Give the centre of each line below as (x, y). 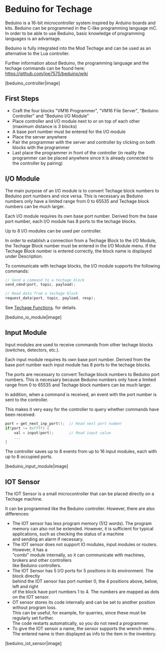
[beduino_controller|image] (33, 83)
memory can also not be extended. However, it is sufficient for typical (83, 529)
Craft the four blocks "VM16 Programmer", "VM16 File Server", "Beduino (85, 110)
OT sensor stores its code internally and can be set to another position (83, 603)
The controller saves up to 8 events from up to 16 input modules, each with (81, 452)
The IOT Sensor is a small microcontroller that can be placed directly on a (80, 494)
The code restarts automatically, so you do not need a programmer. (81, 623)
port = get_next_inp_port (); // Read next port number (64, 423)
